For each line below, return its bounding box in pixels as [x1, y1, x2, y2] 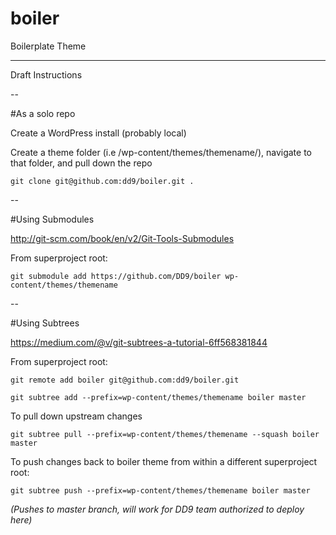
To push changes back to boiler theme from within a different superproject [10, 455, 318, 467]
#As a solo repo [10, 107, 76, 119]
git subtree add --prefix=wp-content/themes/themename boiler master [10, 392, 307, 402]
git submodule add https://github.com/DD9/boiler [10, 271, 222, 281]
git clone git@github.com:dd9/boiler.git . [10, 176, 195, 186]
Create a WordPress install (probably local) [10, 127, 187, 139]
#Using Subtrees [10, 317, 80, 329]
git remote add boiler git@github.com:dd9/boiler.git [10, 375, 240, 385]
